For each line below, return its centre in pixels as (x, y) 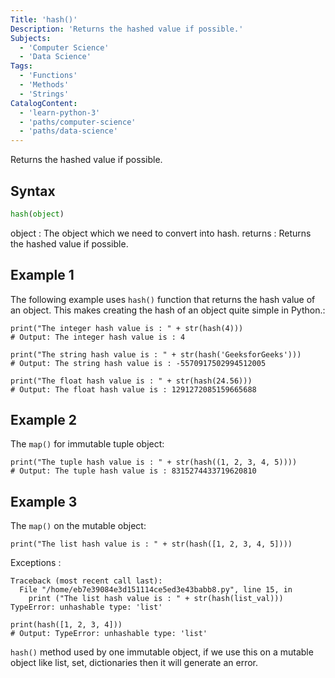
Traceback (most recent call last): (86, 581)
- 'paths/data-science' (68, 131)
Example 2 (43, 420)
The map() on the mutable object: (78, 526)
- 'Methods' (44, 85)
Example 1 (42, 275)
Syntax (33, 191)
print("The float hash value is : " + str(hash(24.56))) (131, 381)
